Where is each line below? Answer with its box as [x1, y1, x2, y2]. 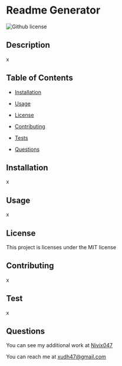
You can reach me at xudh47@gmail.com [6, 353, 106, 360]
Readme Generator [6, 4, 101, 17]
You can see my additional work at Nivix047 [6, 342, 113, 349]
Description [6, 40, 50, 50]
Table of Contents [6, 73, 74, 83]
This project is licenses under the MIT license [6, 244, 117, 250]
